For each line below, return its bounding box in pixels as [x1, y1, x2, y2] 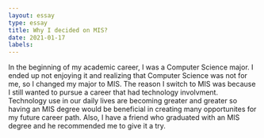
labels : [8, 41, 34, 49]
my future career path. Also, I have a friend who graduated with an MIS [8, 113, 240, 122]
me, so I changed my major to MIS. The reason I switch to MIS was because [8, 80, 256, 89]
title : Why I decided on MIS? [8, 26, 109, 34]
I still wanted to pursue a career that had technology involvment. [8, 88, 219, 97]
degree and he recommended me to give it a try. [8, 121, 166, 131]
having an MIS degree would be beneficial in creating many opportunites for [8, 104, 257, 114]
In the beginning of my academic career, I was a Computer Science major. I [8, 62, 254, 72]
